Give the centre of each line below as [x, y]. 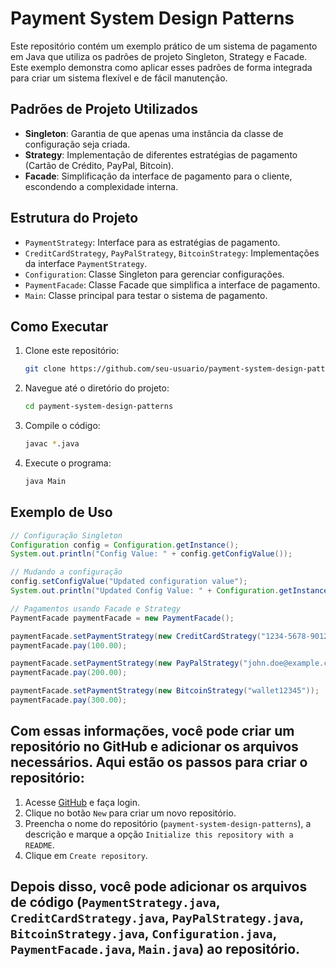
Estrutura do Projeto [74, 218]
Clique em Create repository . [86, 855]
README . [39, 844]
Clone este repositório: [72, 351]
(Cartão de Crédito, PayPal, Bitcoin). [99, 165]
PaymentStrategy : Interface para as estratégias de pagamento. [152, 242]
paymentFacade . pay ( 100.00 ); [69, 645]
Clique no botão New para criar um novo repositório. [130, 813]
